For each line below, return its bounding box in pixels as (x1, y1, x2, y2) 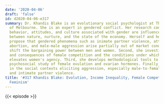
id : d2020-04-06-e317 (5, 16, 49, 21)
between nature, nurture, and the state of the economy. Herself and (9, 35, 154, 40)
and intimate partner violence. (9, 71, 76, 76)
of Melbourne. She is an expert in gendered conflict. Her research (9, 25, 152, 30)
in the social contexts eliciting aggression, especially (9, 66, 130, 71)
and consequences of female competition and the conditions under (9, 52, 147, 58)
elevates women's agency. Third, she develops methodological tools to (9, 57, 159, 62)
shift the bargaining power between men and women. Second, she (9, 48, 143, 53)
